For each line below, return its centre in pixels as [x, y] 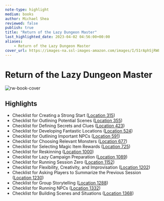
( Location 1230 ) [28, 178]
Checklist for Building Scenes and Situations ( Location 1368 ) [73, 193]
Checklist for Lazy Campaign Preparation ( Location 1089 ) [70, 157]
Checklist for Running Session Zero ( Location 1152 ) [63, 162]
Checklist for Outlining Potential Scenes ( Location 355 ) [67, 121]
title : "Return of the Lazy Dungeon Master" [51, 32]
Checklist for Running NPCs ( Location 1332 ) [56, 188]
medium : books [20, 14]
